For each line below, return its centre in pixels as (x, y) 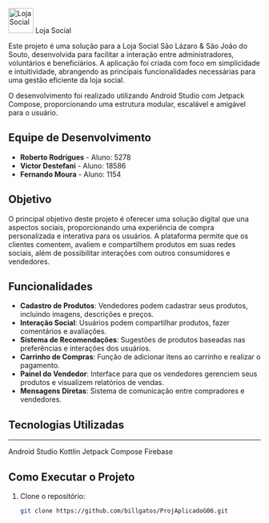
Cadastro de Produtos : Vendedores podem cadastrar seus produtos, (134, 306)
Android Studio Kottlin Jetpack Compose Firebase (91, 452)
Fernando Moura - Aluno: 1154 (70, 174)
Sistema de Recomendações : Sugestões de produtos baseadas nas (132, 340)
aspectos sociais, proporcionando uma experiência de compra (111, 227)
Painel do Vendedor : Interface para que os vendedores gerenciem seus (139, 374)
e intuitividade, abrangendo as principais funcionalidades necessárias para (132, 71)
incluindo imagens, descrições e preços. (87, 314)
